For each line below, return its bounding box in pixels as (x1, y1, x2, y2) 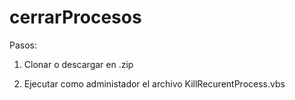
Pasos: (9, 39, 38, 51)
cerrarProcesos (9, 6, 142, 29)
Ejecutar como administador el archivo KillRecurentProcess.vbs (23, 77, 286, 90)
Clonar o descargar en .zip (23, 58, 134, 70)
